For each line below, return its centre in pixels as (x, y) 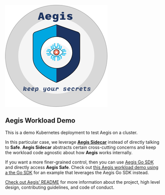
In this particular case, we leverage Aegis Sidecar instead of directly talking (82, 142)
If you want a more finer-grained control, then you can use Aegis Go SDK (80, 162)
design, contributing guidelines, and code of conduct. (60, 187)
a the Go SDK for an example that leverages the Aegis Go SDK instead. (77, 172)
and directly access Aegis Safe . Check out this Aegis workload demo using (82, 167)
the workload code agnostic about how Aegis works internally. (69, 152)
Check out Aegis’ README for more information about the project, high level (83, 182)
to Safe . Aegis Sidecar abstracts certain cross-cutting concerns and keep (81, 147)
